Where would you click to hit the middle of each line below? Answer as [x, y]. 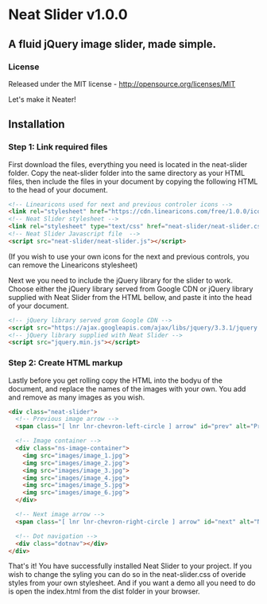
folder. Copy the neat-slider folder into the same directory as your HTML [127, 173]
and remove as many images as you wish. [77, 397]
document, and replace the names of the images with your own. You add [127, 388]
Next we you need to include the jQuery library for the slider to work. [120, 280]
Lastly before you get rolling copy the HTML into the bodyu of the [115, 380]
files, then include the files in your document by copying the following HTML [133, 181]
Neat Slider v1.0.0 [68, 15]
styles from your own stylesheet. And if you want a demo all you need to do [132, 583]
